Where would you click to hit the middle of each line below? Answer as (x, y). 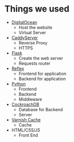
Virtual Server (32, 32)
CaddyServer (25, 38)
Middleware (30, 99)
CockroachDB (25, 104)
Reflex (18, 68)
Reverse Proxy (33, 43)
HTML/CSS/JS (26, 130)
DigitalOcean (24, 22)
